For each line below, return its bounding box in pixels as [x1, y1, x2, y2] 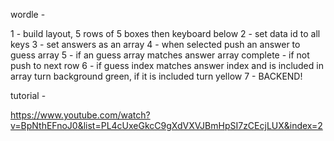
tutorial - [10, 90, 47, 101]
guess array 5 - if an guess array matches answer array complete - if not [10, 49, 310, 61]
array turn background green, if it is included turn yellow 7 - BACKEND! [10, 70, 303, 82]
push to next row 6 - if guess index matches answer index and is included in [10, 60, 324, 71]
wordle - [10, 9, 46, 20]
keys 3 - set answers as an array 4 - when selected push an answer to [10, 39, 301, 50]
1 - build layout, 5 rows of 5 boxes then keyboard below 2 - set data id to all [10, 28, 321, 39]
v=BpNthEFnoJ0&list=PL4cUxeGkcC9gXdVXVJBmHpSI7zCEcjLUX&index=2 [10, 120, 323, 131]
